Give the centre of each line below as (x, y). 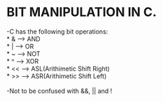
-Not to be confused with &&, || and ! (59, 91)
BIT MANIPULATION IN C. (81, 12)
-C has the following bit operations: (57, 31)
